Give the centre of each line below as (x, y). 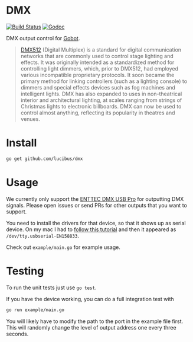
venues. (30, 119)
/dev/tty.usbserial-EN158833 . (43, 235)
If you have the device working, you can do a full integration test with (90, 299)
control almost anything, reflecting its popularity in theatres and (98, 113)
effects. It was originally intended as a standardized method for (97, 62)
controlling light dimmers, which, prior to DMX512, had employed (99, 68)
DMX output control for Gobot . (43, 38)
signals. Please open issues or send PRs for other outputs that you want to (97, 205)
